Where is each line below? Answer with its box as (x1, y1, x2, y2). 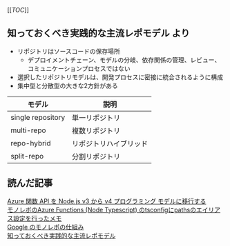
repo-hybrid (10, 138, 51, 147)
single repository (10, 112, 66, 122)
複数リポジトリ (71, 125, 121, 135)
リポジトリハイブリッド (71, 139, 148, 148)
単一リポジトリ (71, 113, 121, 123)
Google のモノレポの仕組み (7, 223, 84, 231)
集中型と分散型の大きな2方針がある (17, 81, 119, 90)
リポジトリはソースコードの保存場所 (17, 47, 121, 55)
